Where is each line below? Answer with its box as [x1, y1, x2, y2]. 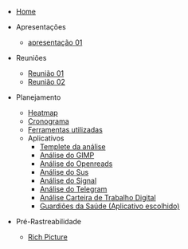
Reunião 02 [27, 77, 66, 86]
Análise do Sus [39, 168, 89, 176]
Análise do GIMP [39, 151, 95, 160]
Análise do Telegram [39, 184, 108, 194]
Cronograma [27, 117, 69, 126]
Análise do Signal [39, 176, 97, 185]
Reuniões [15, 53, 47, 62]
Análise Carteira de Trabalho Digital [39, 193, 157, 202]
